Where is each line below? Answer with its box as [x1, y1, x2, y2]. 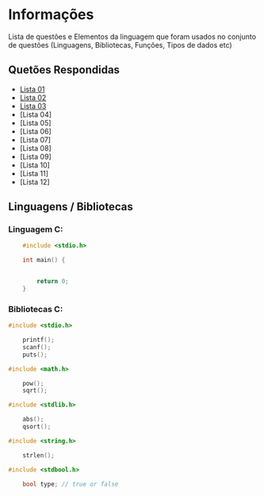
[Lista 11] [19, 168, 49, 178]
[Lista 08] [19, 143, 52, 152]
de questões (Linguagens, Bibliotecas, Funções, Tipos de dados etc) [8, 40, 232, 49]
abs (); [22, 415, 44, 424]
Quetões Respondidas [8, 63, 121, 77]
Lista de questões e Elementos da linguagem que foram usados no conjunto [8, 32, 256, 41]
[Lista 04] [19, 110, 52, 119]
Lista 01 [19, 84, 45, 94]
